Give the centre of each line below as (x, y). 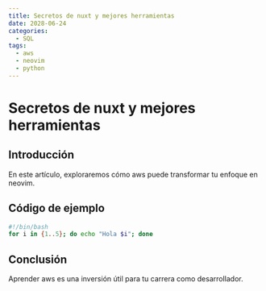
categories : (28, 31)
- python (30, 69)
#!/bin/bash (28, 227)
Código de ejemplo (56, 208)
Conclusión (38, 259)
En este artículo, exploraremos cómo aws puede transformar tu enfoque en (133, 174)
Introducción (42, 155)
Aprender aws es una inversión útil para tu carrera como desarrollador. (126, 279)
